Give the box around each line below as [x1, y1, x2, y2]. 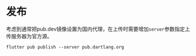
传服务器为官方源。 [6, 32, 53, 39]
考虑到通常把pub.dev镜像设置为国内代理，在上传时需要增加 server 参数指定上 [6, 25, 190, 32]
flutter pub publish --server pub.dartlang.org [6, 44, 125, 50]
